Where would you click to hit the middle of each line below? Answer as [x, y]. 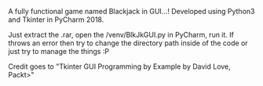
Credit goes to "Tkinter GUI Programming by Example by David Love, [120, 66]
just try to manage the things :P [59, 51]
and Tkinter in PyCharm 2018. [56, 20]
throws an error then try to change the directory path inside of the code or [128, 43]
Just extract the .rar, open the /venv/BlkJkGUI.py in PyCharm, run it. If [121, 35]
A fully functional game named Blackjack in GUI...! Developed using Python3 [131, 11]
